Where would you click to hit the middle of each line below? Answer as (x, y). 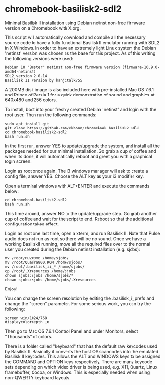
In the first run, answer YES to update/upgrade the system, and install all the (82, 146)
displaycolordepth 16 (27, 322)
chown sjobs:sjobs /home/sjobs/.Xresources (50, 280)
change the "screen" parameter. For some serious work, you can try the (78, 303)
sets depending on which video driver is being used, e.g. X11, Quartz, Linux (81, 367)
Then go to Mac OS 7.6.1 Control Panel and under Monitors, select (72, 331)
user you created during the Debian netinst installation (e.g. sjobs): (73, 249)
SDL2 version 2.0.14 (26, 76)
